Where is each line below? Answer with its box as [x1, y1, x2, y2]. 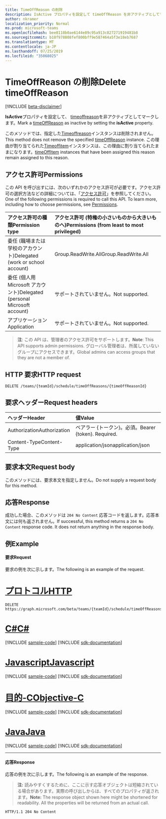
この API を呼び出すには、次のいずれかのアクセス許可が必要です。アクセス [5, 185, 157, 190]
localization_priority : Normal [5, 21, 70, 26]
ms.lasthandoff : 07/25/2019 [5, 49, 63, 54]
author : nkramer [5, 16, 39, 21]
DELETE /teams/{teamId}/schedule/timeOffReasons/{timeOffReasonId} [5, 383, 147, 388]
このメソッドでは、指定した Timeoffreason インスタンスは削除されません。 [5, 130, 156, 136]
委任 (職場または [7, 238, 46, 245]
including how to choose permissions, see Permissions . [5, 201, 119, 207]
